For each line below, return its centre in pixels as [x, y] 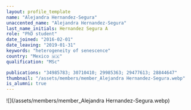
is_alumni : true [26, 84]
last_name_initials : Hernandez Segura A [57, 28]
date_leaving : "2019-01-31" [41, 45]
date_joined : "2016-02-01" [40, 39]
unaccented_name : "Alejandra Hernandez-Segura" [67, 23]
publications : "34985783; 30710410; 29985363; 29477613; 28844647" [92, 72]
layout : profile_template [38, 12]
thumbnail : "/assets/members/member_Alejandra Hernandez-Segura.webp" [96, 78]
